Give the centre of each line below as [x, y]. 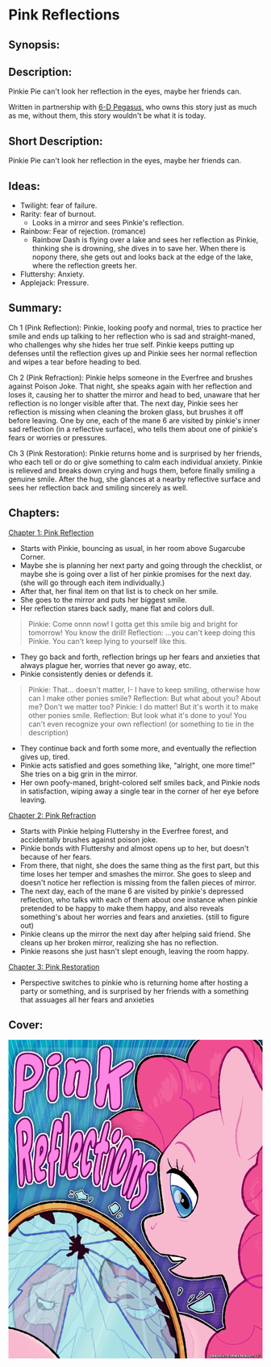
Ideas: [24, 186]
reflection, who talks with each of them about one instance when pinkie [139, 899]
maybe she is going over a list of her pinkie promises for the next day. [136, 574]
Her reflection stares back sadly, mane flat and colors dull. [117, 608]
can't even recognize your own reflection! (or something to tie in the [141, 724]
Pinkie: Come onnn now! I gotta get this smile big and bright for [133, 624]
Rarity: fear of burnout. [58, 214]
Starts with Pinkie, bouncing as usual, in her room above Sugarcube [133, 548]
